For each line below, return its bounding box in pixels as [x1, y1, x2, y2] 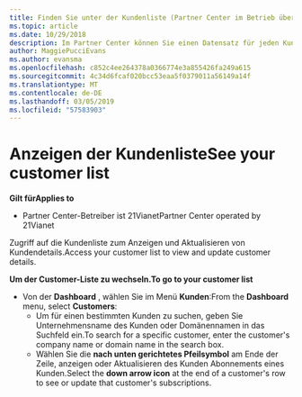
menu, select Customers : [22, 301, 118, 311]
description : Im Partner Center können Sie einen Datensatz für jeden [9, 38, 280, 48]
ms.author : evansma [9, 55, 83, 64]
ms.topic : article [9, 22, 78, 31]
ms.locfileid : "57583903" [9, 105, 106, 114]
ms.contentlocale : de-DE [9, 88, 102, 97]
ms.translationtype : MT [9, 80, 99, 89]
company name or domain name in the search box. [35, 339, 225, 350]
